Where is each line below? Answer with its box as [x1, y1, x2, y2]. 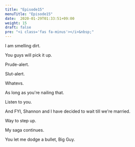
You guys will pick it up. [5, 52, 52, 58]
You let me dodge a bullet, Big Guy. [5, 136, 75, 142]
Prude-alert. [5, 61, 30, 67]
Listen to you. [5, 99, 32, 104]
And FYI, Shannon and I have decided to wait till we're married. [5, 108, 131, 114]
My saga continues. [5, 127, 45, 133]
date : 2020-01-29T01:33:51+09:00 [5, 16, 75, 21]
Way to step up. [5, 118, 36, 123]
